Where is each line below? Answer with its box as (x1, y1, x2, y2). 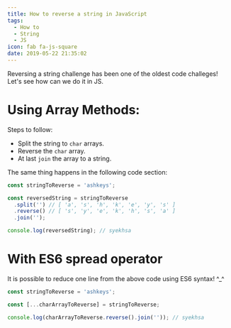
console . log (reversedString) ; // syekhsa (7, 227, 132, 234)
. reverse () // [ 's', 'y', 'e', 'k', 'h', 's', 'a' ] (13, 207, 176, 215)
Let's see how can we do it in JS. (7, 77, 104, 85)
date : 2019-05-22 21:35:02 (7, 50, 87, 58)
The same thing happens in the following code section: (7, 168, 168, 176)
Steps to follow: (7, 125, 53, 133)
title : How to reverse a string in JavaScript (7, 10, 147, 18)
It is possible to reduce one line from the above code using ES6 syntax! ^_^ (7, 275, 225, 283)
